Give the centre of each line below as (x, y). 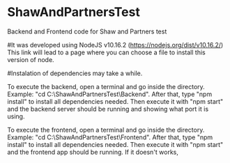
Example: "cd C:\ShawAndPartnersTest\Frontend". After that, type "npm (110, 137)
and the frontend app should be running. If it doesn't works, (93, 152)
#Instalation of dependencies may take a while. (75, 73)
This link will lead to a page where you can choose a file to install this (106, 52)
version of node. (31, 59)
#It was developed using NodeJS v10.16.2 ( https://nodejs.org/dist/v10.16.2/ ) (115, 45)
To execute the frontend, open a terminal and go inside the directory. (106, 130)
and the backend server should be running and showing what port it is (108, 109)
